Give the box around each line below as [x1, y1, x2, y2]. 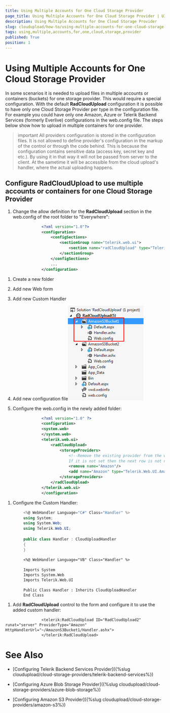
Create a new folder [12, 276, 54, 282]
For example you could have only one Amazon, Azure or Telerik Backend [5, 111, 157, 117]
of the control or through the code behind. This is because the [17, 143, 148, 149]
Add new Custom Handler [12, 296, 67, 302]
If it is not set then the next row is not [68, 458, 162, 464]
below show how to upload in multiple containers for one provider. [5, 122, 143, 129]
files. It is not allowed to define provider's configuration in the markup [17, 137, 163, 144]
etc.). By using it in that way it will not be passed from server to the [17, 153, 157, 159]
